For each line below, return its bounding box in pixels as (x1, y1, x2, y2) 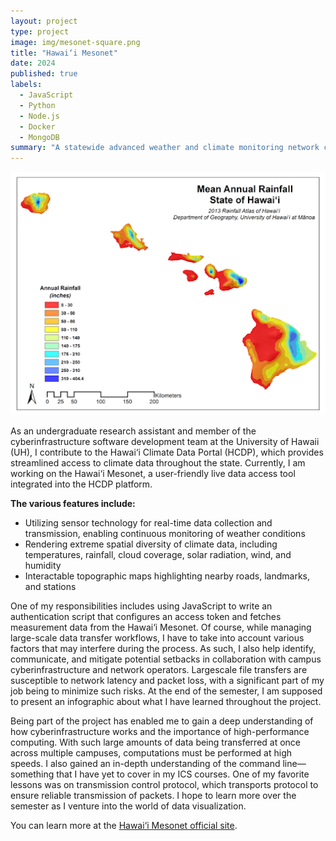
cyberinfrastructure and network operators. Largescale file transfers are (10, 663, 308, 675)
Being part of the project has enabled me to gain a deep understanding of (10, 715, 314, 727)
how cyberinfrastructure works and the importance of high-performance (10, 725, 310, 737)
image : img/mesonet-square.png (10, 37, 141, 47)
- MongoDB (19, 132, 60, 142)
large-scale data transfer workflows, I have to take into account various (10, 631, 305, 644)
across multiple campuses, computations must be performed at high (10, 746, 293, 759)
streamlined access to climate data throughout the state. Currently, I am (10, 456, 306, 469)
